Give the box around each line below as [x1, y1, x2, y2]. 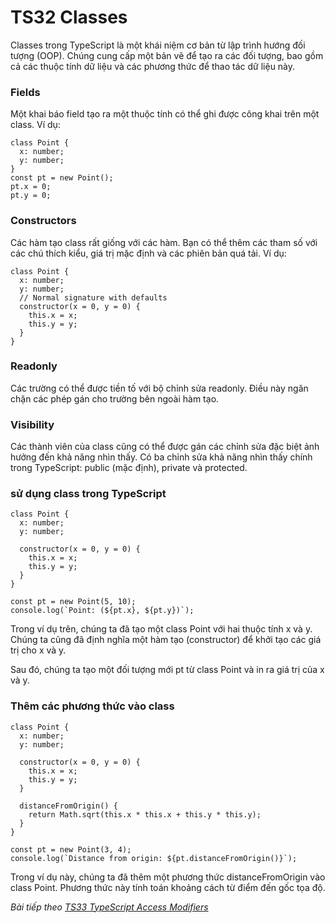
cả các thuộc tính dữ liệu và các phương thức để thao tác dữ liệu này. [10, 60, 296, 72]
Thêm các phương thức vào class [10, 699, 175, 713]
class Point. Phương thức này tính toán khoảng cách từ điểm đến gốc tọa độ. [10, 881, 326, 893]
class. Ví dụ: [10, 119, 61, 131]
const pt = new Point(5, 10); [10, 597, 137, 607]
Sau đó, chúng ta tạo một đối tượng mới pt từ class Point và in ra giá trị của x [10, 664, 325, 676]
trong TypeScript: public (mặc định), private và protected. [10, 462, 248, 474]
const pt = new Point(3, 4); [10, 844, 132, 855]
